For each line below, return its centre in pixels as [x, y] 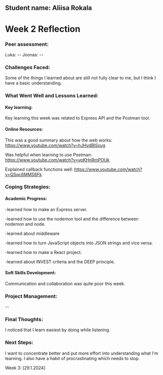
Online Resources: [24, 129]
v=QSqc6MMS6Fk [24, 174]
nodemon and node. [25, 224]
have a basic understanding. [34, 83]
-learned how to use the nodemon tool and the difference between [72, 219]
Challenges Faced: [27, 67]
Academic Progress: [26, 198]
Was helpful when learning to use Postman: [49, 155]
